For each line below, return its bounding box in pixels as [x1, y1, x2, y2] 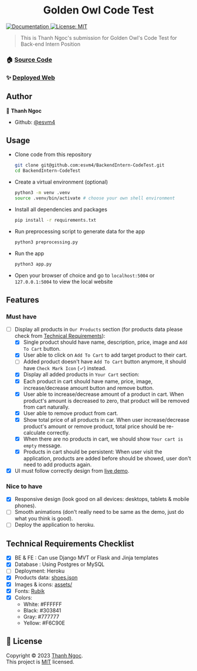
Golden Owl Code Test [43, 4, 154, 17]
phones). [14, 502, 37, 509]
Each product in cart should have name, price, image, [23, 378, 153, 385]
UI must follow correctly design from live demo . [14, 467, 130, 474]
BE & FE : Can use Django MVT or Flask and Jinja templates [14, 554, 159, 561]
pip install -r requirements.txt [14, 217, 97, 223]
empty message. [23, 442, 62, 449]
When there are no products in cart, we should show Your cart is [23, 435, 184, 442]
